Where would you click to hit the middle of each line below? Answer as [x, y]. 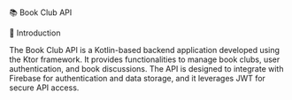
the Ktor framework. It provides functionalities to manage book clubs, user [145, 59]
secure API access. [44, 88]
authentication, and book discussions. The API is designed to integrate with [146, 69]
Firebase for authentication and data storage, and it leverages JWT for [137, 78]
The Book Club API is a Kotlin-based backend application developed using [145, 50]
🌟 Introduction [35, 33]
